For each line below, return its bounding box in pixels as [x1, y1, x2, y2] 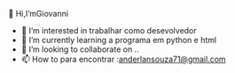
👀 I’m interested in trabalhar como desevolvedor [20, 26, 197, 35]
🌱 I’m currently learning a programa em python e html [20, 35, 217, 45]
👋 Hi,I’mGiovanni [8, 9, 68, 18]
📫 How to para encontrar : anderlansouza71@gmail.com [20, 54, 227, 64]
